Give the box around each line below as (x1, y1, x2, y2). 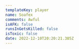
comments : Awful (5, 17, 40, 22)
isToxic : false (5, 31, 38, 36)
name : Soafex (5, 12, 33, 17)
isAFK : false (5, 21, 33, 27)
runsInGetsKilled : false (5, 27, 58, 32)
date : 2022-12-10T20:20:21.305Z (5, 36, 74, 41)
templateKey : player (5, 7, 49, 13)
